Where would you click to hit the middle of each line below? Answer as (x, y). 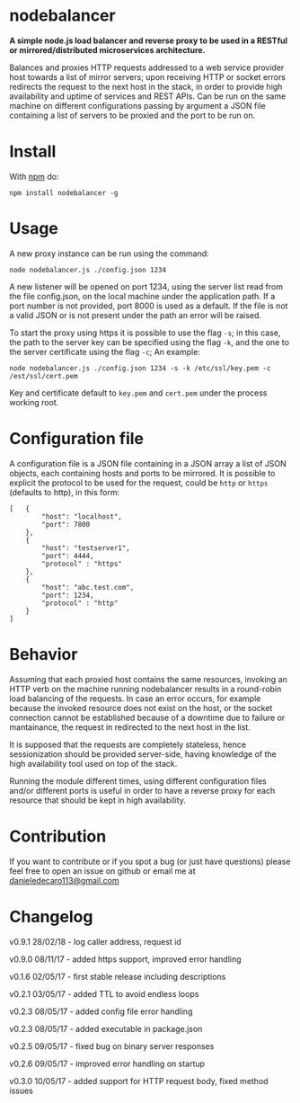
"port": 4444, (68, 556)
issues (21, 1090)
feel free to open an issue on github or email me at (102, 871)
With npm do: (35, 176)
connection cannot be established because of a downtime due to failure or (147, 717)
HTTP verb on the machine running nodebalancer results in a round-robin (146, 689)
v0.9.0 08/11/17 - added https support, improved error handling (125, 959)
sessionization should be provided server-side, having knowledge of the (143, 754)
